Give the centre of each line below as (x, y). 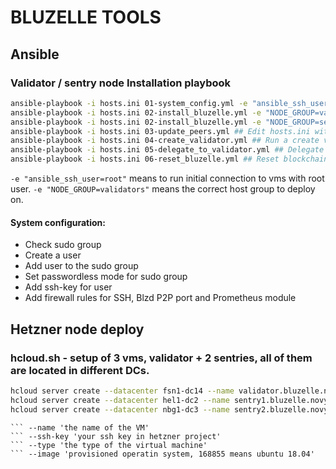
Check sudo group (63, 245)
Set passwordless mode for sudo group (106, 277)
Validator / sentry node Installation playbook (121, 83)
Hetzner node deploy (77, 329)
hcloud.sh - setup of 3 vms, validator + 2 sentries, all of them (161, 358)
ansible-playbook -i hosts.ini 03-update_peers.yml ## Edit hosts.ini (160, 131)
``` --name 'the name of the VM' (80, 427)
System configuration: (58, 222)
